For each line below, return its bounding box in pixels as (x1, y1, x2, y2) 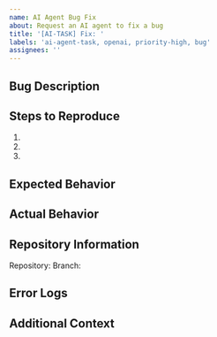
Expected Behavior (9, 176, 116, 191)
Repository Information (9, 236, 139, 252)
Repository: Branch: (9, 260, 81, 271)
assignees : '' (9, 46, 62, 55)
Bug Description (9, 79, 100, 94)
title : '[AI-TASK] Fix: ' (9, 29, 104, 38)
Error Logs (9, 286, 68, 301)
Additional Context (9, 316, 115, 331)
